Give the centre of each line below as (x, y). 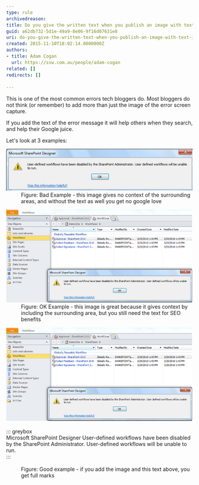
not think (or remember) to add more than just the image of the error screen (98, 105)
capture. (16, 111)
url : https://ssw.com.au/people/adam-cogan (66, 62)
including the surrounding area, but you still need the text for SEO (101, 313)
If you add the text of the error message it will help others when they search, (99, 123)
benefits (31, 319)
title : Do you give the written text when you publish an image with (94, 25)
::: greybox (19, 431)
